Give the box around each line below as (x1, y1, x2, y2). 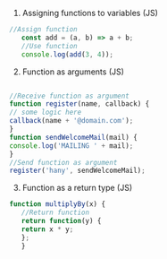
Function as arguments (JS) (21, 66, 125, 77)
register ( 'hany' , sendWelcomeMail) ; (9, 166, 146, 176)
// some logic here (9, 108, 82, 117)
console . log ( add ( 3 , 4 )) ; (21, 49, 114, 59)
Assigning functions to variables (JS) (21, 8, 159, 18)
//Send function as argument (9, 158, 118, 167)
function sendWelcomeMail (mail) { (9, 133, 138, 142)
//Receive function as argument (9, 91, 129, 100)
